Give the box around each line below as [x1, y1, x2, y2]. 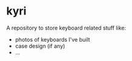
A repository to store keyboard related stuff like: [6, 24, 127, 31]
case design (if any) [15, 42, 66, 50]
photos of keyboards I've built [15, 36, 90, 43]
